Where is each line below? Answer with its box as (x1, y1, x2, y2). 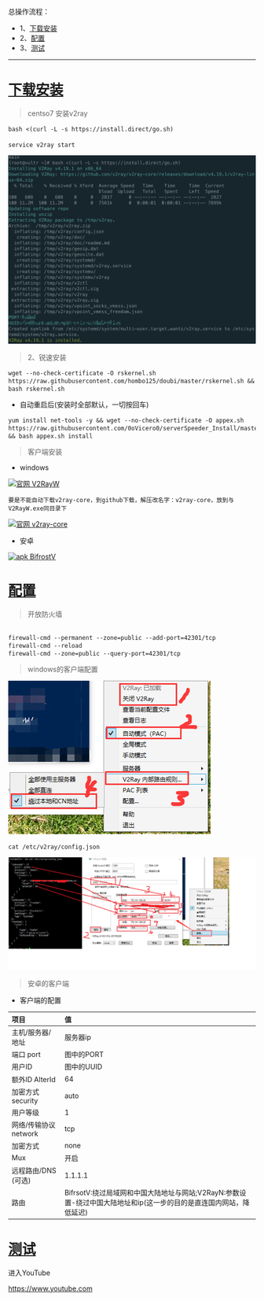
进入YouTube (8, 1268, 51, 1277)
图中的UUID (64, 1062, 103, 1072)
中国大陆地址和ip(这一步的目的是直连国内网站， (89, 1198, 244, 1207)
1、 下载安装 (19, 24, 57, 33)
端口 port (11, 1050, 41, 1059)
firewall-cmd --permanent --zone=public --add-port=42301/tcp (8, 634, 216, 642)
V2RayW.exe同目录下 (8, 505, 68, 513)
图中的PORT (64, 1050, 104, 1059)
